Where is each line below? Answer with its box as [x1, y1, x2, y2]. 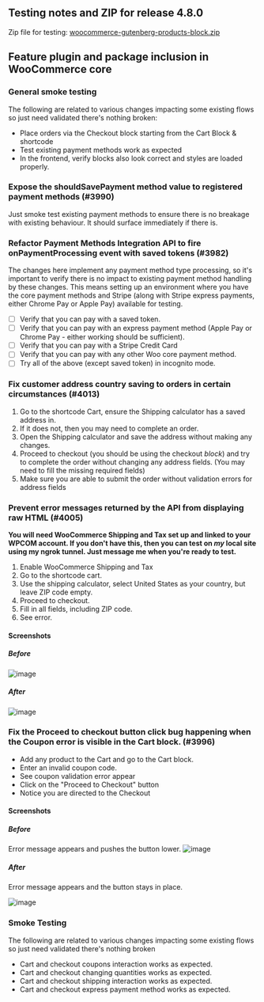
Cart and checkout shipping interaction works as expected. [19, 976, 213, 985]
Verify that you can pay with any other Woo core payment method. [19, 350, 237, 359]
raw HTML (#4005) [8, 512, 84, 523]
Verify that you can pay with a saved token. [19, 314, 160, 324]
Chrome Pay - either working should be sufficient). [19, 332, 185, 342]
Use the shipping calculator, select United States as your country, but [19, 579, 246, 588]
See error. [19, 613, 53, 622]
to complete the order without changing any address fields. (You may [19, 457, 245, 466]
